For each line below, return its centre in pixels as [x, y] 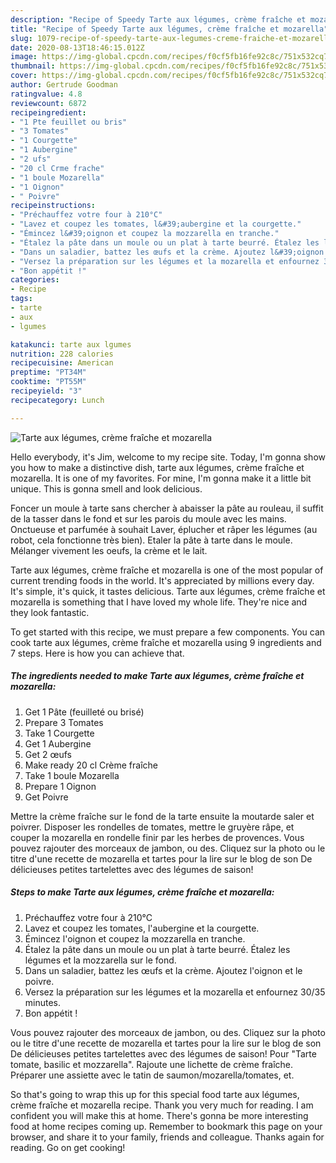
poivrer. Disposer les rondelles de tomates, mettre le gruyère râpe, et [152, 827]
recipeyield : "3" [46, 391]
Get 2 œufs [48, 754]
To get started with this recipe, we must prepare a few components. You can [168, 632]
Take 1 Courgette [59, 733]
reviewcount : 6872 [48, 103]
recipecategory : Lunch [57, 400]
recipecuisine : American [62, 363]
